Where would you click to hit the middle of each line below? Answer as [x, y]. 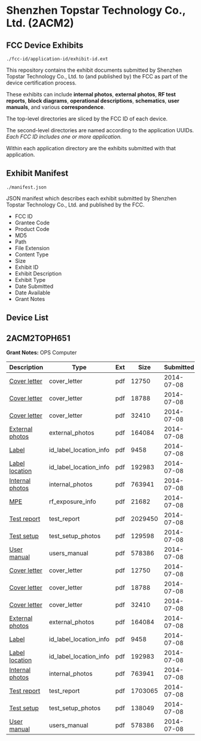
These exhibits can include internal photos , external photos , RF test [91, 94]
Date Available [33, 292]
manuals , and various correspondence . [56, 107]
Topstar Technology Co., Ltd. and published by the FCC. [75, 205]
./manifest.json [26, 187]
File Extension [32, 248]
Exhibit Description [38, 274]
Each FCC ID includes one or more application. [64, 136]
